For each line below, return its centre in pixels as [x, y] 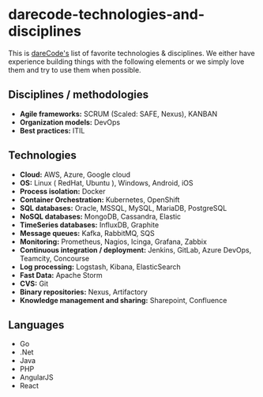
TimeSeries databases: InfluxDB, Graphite [89, 225]
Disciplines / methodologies [79, 95]
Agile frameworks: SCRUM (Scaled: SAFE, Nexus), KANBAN [118, 114]
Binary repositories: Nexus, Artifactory [83, 292]
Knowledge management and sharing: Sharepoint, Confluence [123, 300]
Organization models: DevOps [70, 122]
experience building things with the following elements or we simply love [126, 62]
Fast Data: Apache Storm [61, 275]
